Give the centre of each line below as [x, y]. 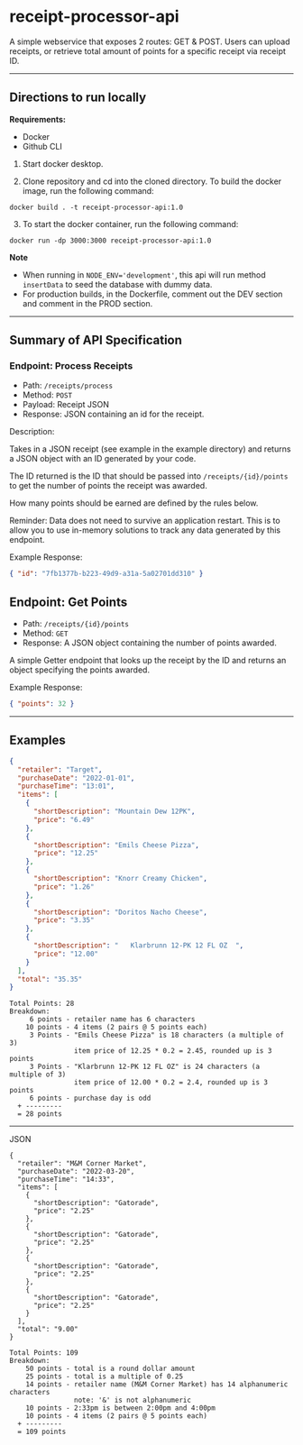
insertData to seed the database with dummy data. [117, 284]
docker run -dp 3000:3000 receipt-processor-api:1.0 [110, 241]
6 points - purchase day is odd [90, 1098]
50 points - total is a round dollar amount [110, 1369]
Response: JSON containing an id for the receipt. [113, 414]
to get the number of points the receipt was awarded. [108, 486]
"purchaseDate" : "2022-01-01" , [76, 778]
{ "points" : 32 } [42, 704]
